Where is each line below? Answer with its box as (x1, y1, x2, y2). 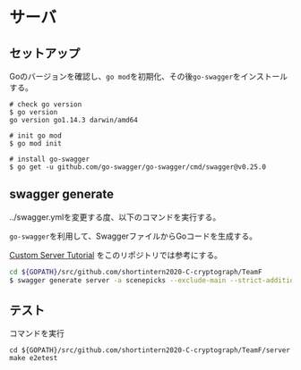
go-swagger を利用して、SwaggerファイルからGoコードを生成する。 (9, 231, 258, 241)
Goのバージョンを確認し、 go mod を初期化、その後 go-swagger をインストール (9, 71, 288, 81)
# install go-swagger (9, 155, 90, 164)
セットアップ (9, 46, 81, 61)
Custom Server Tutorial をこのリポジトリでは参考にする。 (9, 249, 222, 260)
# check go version (9, 100, 82, 109)
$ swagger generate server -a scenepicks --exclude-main (9, 275, 227, 285)
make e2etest (9, 354, 58, 363)
